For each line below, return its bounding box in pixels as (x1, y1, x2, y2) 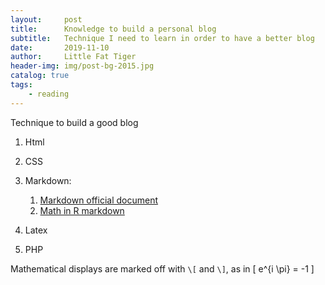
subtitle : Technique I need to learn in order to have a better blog (10, 33, 315, 43)
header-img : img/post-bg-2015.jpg (10, 61, 155, 71)
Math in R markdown (39, 204, 125, 216)
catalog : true (10, 71, 70, 81)
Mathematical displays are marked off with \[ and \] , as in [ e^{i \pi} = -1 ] (10, 262, 315, 275)
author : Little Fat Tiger (10, 52, 137, 62)
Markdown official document (39, 194, 159, 206)
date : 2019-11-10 (10, 42, 110, 53)
